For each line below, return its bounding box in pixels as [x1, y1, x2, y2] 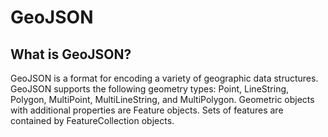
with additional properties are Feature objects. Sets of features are [10, 104, 284, 116]
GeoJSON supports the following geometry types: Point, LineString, [10, 83, 290, 95]
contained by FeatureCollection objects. [10, 115, 175, 126]
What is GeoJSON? [10, 46, 132, 63]
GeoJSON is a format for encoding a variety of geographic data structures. [10, 72, 319, 84]
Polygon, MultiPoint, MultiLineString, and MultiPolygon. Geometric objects [10, 94, 315, 105]
